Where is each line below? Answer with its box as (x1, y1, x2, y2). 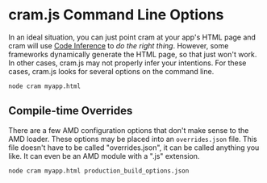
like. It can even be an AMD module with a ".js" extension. (8, 151, 200, 160)
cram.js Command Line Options (8, 6, 224, 24)
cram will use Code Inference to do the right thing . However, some (8, 40, 229, 50)
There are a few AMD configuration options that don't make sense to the (8, 125, 249, 135)
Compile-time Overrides (8, 104, 133, 118)
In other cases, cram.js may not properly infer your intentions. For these (8, 58, 247, 68)
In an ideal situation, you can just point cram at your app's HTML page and (8, 32, 257, 42)
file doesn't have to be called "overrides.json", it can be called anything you (8, 143, 260, 152)
